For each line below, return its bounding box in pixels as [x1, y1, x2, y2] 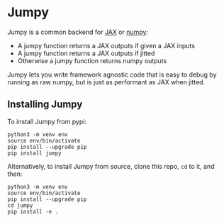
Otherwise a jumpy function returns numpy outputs [17, 56, 167, 65]
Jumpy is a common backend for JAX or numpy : [7, 28, 149, 36]
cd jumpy [7, 201, 33, 209]
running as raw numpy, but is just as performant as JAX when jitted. [7, 77, 206, 86]
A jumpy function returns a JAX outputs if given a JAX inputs [17, 41, 195, 50]
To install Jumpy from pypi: [7, 117, 87, 126]
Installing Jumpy [7, 99, 83, 111]
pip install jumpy [7, 150, 62, 157]
